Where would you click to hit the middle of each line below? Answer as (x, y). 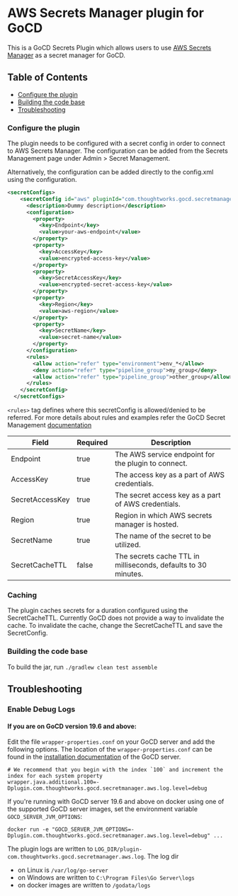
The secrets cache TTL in (157, 556)
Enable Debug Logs (41, 709)
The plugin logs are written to (50, 849)
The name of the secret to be (163, 536)
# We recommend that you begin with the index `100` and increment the (115, 770)
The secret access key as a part (168, 495)
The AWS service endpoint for (165, 454)
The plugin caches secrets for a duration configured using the (98, 611)
